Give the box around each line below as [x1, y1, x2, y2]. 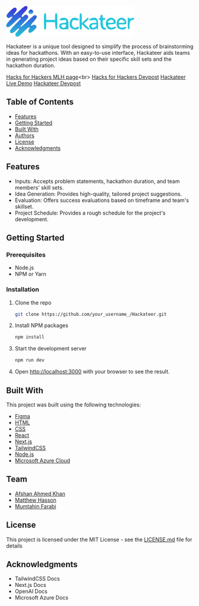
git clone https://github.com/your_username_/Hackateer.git [14, 311, 167, 317]
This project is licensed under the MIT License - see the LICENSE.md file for [6, 536, 192, 543]
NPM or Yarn [14, 271, 46, 278]
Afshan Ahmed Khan [14, 490, 65, 497]
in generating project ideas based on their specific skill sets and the [6, 55, 172, 63]
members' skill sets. [14, 184, 64, 191]
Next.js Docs [14, 582, 46, 589]
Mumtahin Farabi [14, 502, 56, 509]
